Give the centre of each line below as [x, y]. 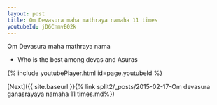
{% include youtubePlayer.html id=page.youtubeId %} [85, 73]
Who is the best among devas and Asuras [77, 60]
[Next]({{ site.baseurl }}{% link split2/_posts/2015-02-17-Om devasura [109, 87]
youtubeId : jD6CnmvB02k [42, 26]
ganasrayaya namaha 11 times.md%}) [61, 94]
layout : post [26, 14]
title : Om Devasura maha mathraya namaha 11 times [83, 20]
